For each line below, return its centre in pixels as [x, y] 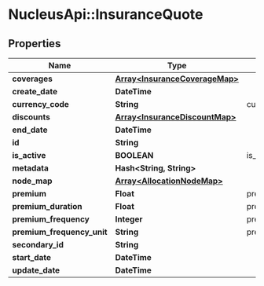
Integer [129, 219]
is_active [29, 155]
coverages [32, 79]
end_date [30, 130]
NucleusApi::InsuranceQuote [106, 15]
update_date [36, 270]
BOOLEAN [134, 155]
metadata [30, 168]
